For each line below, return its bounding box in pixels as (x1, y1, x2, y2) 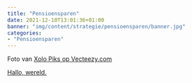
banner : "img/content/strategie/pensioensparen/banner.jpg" (7, 23, 186, 30)
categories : (7, 29, 42, 37)
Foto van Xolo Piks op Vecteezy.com (7, 55, 112, 63)
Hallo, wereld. (7, 68, 47, 77)
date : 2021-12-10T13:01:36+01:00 (7, 17, 105, 24)
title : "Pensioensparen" (7, 10, 80, 17)
